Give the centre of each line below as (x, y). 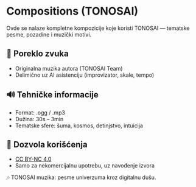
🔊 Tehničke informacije (52, 95)
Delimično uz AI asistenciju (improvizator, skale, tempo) (85, 75)
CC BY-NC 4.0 (33, 159)
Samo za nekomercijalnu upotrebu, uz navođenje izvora (85, 166)
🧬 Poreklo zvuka (37, 54)
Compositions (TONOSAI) (72, 11)
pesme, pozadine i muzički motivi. (49, 34)
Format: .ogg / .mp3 (40, 112)
